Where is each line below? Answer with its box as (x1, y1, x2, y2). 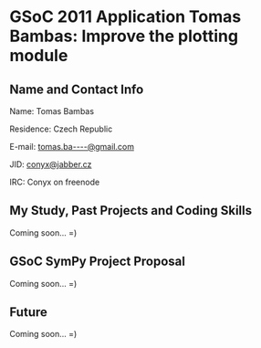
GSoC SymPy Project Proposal (9, 254, 185, 269)
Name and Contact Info (9, 81, 144, 97)
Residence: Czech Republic (9, 123, 113, 134)
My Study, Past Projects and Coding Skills (9, 203, 253, 218)
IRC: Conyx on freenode (9, 176, 100, 187)
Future (9, 304, 48, 321)
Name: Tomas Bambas (9, 106, 94, 116)
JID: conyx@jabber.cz (9, 159, 92, 170)
